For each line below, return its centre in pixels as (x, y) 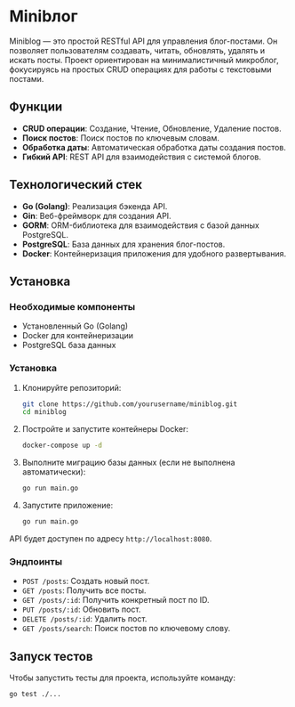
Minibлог (44, 16)
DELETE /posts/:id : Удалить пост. (84, 619)
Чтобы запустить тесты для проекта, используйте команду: (122, 678)
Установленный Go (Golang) (75, 326)
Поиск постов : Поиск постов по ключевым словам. (120, 138)
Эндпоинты (36, 561)
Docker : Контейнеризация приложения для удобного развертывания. (154, 253)
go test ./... (36, 695)
